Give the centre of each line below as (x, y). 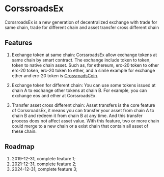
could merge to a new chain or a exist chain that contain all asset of (80, 126)
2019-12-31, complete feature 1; (43, 158)
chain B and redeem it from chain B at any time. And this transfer (77, 116)
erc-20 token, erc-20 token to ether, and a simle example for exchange (83, 70)
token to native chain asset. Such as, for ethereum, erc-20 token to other (85, 65)
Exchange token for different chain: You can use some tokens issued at (83, 85)
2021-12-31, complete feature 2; (44, 164)
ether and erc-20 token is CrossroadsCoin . (55, 75)
